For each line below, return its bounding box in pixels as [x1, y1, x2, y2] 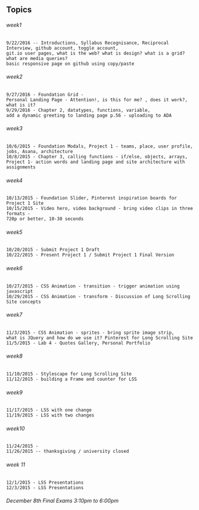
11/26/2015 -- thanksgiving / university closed [6, 449, 129, 455]
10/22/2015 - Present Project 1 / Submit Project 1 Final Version [6, 252, 175, 258]
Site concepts [6, 299, 42, 305]
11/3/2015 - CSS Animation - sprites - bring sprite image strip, [6, 330, 175, 336]
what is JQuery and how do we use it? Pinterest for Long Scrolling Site [6, 334, 194, 341]
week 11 [6, 461, 26, 468]
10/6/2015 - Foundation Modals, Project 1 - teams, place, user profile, [6, 143, 194, 149]
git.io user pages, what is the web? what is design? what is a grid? [6, 50, 185, 56]
